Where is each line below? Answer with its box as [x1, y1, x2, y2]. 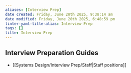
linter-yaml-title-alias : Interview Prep [5, 21, 93, 26]
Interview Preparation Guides [5, 49, 98, 57]
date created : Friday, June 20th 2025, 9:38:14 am [5, 12, 113, 17]
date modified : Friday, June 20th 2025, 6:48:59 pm [5, 16, 115, 21]
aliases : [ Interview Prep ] [5, 7, 61, 12]
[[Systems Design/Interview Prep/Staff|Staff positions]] [12, 62, 126, 68]
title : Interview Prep [5, 30, 52, 35]
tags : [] [5, 26, 23, 31]
